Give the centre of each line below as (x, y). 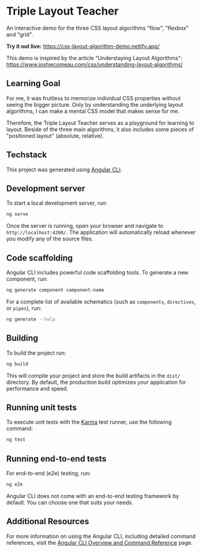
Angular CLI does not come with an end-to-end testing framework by (93, 496)
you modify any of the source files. (50, 239)
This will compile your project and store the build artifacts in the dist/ (93, 375)
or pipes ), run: (24, 308)
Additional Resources (48, 521)
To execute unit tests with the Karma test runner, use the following (89, 422)
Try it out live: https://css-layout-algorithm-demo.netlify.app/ (83, 46)
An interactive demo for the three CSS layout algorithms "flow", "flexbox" (98, 28)
